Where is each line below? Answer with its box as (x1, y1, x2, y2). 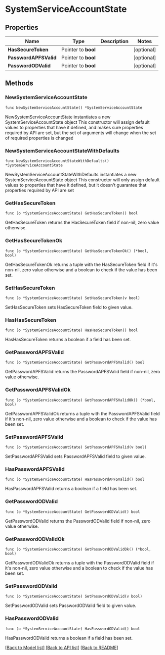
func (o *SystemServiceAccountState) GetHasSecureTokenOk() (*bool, (5, 249, 149, 253)
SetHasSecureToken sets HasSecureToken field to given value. (5, 304, 133, 310)
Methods (5, 79, 34, 88)
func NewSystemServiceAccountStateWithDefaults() (5, 158, 110, 163)
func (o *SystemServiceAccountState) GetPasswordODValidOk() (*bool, (5, 547, 152, 552)
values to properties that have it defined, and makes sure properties (5, 124, 143, 130)
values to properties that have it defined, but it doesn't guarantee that (5, 182, 147, 188)
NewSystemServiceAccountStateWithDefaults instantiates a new (5, 171, 137, 177)
